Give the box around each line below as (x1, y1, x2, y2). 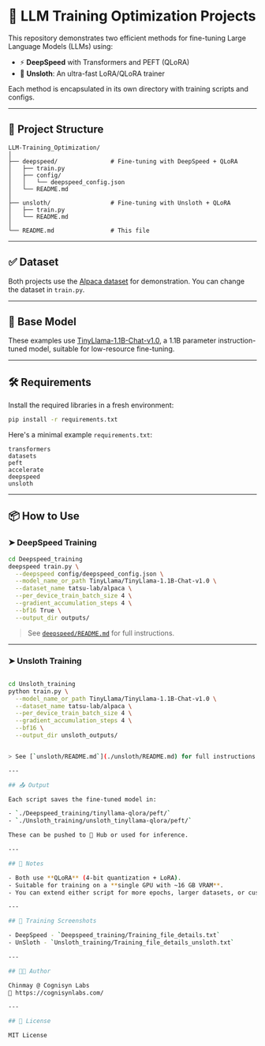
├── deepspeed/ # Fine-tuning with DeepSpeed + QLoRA (8, 157, 238, 165)
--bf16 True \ (15, 606, 62, 614)
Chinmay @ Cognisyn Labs (8, 981, 90, 989)
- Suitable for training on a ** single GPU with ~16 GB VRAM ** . (8, 881, 224, 889)
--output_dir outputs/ (15, 613, 90, 622)
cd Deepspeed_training (8, 555, 83, 563)
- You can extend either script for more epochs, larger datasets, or (8, 888, 245, 897)
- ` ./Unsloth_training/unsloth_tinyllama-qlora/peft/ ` (8, 817, 192, 825)
